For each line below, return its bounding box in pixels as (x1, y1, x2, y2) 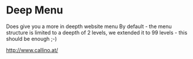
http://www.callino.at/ (6, 46, 58, 53)
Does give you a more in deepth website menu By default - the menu (6, 23, 172, 30)
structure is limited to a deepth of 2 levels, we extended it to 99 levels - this (6, 29, 188, 36)
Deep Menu (6, 4, 63, 17)
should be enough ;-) (6, 35, 57, 42)
